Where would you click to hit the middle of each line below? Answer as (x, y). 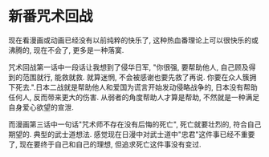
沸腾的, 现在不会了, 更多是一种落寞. (66, 50)
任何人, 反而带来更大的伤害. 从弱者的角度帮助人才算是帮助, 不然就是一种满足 (134, 97)
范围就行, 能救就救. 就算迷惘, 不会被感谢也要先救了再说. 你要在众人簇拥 (139, 77)
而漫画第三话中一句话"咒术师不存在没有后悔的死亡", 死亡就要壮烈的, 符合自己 (135, 124)
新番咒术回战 (51, 16)
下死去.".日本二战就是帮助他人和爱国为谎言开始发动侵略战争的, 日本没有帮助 (133, 87)
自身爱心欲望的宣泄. (41, 107)
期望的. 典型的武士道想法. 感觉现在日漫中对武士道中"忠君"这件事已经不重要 (132, 134)
